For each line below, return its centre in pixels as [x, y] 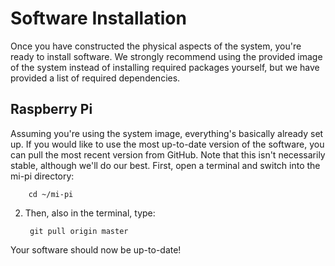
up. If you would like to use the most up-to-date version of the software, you [167, 144]
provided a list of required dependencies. [95, 78]
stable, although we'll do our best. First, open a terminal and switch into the [165, 165]
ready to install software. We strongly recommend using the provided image [166, 56]
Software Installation [98, 18]
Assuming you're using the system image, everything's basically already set [167, 133]
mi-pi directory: [42, 176]
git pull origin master [79, 231]
